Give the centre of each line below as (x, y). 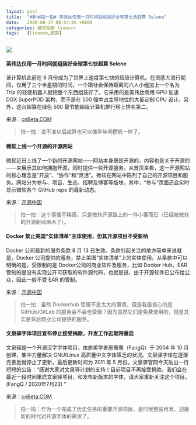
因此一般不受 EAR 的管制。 (48, 279)
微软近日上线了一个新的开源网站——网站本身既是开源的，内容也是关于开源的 (98, 160)
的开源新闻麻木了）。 (45, 222)
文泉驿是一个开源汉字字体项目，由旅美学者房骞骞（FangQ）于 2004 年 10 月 (97, 347)
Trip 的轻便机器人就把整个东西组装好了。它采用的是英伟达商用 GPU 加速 (92, 92)
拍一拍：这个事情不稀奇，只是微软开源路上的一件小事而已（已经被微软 (105, 215)
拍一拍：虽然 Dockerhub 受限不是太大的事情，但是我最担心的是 (97, 304)
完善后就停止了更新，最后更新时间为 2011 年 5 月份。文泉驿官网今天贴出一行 (97, 362)
